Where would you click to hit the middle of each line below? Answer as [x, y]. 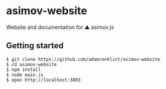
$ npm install [24, 70]
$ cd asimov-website [32, 64]
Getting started [35, 46]
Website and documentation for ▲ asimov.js [60, 27]
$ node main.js [25, 75]
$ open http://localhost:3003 [44, 80]
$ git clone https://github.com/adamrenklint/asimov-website [83, 59]
